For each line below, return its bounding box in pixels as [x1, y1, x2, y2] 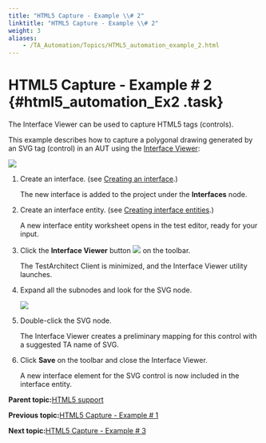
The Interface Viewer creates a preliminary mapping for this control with [19, 332, 257, 341]
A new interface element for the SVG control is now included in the [19, 371, 240, 381]
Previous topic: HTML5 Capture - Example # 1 [8, 410, 159, 421]
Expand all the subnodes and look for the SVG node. [19, 285, 193, 295]
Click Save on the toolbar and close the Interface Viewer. [19, 356, 208, 365]
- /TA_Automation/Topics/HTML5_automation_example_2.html [22, 42, 220, 50]
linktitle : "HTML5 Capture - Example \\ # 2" [8, 19, 159, 27]
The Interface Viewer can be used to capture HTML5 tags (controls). [8, 119, 234, 129]
